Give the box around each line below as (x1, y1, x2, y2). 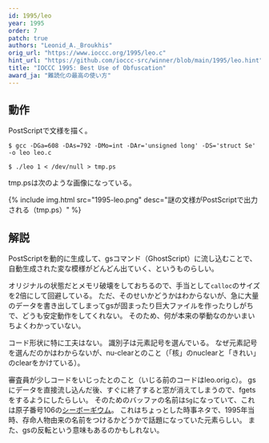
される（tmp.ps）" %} (8, 205, 82, 215)
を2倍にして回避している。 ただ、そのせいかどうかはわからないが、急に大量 (8, 291, 259, 301)
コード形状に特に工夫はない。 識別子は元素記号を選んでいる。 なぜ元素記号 (8, 338, 258, 347)
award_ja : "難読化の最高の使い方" (8, 71, 111, 79)
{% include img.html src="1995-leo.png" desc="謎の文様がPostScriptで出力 (8, 195, 259, 205)
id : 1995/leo (8, 11, 52, 20)
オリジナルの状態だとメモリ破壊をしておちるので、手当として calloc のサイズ (8, 281, 260, 291)
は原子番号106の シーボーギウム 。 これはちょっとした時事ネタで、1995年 (8, 405, 248, 415)
